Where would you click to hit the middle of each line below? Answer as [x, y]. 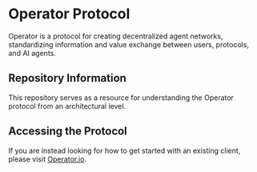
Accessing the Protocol [68, 132]
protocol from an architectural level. [67, 106]
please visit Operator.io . [47, 159]
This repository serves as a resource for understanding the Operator [121, 98]
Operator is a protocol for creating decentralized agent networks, [116, 36]
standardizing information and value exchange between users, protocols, [129, 44]
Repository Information [67, 78]
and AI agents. [32, 53]
